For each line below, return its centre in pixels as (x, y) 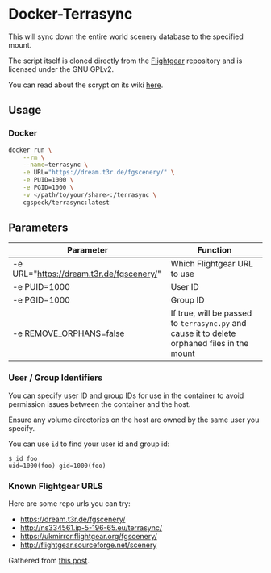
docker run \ (30, 150)
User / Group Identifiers (56, 378)
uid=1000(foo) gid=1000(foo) (57, 466)
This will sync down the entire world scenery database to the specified (126, 36)
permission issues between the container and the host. (100, 404)
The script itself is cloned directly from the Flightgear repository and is (125, 61)
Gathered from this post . (49, 561)
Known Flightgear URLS (56, 486)
